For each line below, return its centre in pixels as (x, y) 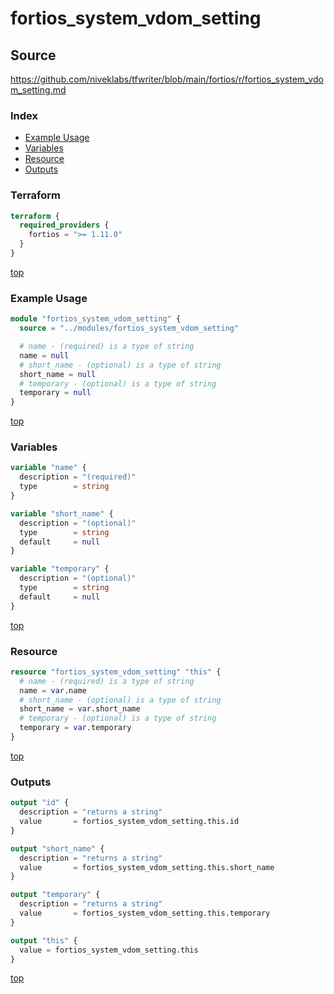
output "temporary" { (55, 895)
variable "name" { (48, 468)
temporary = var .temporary (75, 728)
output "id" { (40, 803)
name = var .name (53, 690)
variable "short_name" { (62, 513)
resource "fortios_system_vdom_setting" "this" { (116, 672)
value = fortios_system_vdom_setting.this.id (129, 822)
